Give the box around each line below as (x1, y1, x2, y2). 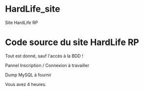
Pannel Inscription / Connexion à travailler (5, 62, 90, 68)
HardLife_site (5, 3, 60, 15)
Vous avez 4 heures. (5, 81, 47, 87)
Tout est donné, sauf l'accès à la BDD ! (5, 53, 83, 59)
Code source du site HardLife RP (5, 37, 140, 48)
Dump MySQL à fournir (5, 72, 51, 78)
